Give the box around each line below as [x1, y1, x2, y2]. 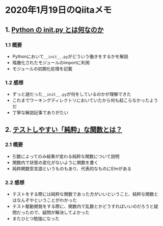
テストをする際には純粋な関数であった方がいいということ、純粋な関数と [12, 191, 159, 197]
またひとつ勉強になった [12, 216, 60, 222]
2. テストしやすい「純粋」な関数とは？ [5, 126, 123, 134]
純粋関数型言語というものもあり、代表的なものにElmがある [12, 165, 132, 172]
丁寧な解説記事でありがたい [12, 110, 69, 116]
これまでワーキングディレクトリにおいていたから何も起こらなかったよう [12, 98, 158, 103]
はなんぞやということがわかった [12, 197, 77, 203]
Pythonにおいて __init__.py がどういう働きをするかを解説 [12, 53, 129, 59]
